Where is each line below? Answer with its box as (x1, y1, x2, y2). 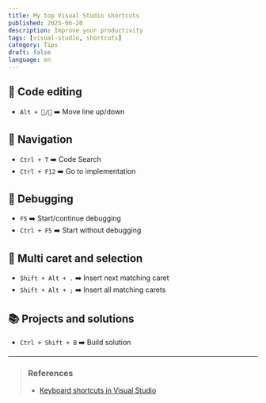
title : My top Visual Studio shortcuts (8, 11, 140, 20)
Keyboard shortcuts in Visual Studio (39, 386, 157, 395)
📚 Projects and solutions (8, 312, 135, 325)
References (27, 367, 74, 378)
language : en (8, 56, 51, 64)
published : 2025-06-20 (8, 19, 83, 27)
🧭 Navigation (8, 132, 73, 147)
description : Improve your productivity (8, 26, 144, 34)
